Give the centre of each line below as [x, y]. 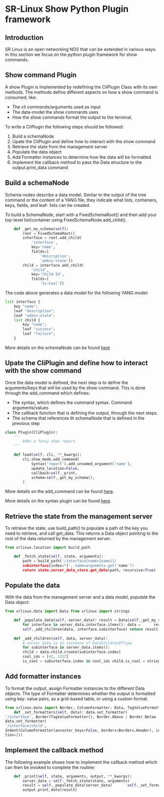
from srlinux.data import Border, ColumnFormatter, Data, [65, 708]
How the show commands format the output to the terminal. [72, 117]
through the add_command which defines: [48, 393]
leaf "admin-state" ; [35, 315]
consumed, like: [21, 97]
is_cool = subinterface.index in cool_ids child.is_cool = [84, 661]
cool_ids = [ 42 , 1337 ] [46, 657]
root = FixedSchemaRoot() [49, 233]
